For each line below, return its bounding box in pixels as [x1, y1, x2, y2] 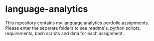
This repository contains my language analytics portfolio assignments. [5, 20, 150, 26]
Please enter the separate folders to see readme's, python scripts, [5, 25, 141, 31]
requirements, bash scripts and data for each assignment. [5, 30, 124, 36]
